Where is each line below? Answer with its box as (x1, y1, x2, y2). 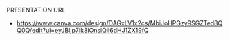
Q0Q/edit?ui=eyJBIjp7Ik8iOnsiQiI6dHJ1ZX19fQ (16, 27, 150, 34)
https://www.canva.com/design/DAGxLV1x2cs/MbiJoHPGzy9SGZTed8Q (16, 19, 223, 27)
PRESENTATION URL (6, 6, 66, 14)
